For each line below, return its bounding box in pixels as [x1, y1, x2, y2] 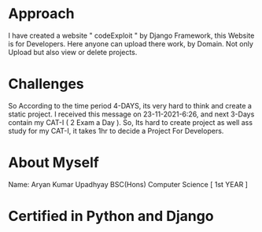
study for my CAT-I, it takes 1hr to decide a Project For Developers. [8, 126, 224, 135]
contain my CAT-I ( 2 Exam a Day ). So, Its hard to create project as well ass [8, 117, 253, 127]
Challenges [8, 75, 84, 93]
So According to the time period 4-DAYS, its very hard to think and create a [8, 101, 252, 110]
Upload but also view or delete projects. [8, 47, 138, 57]
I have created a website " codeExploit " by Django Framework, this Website [8, 31, 255, 40]
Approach [8, 5, 75, 23]
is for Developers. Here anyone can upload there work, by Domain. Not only [8, 39, 254, 48]
